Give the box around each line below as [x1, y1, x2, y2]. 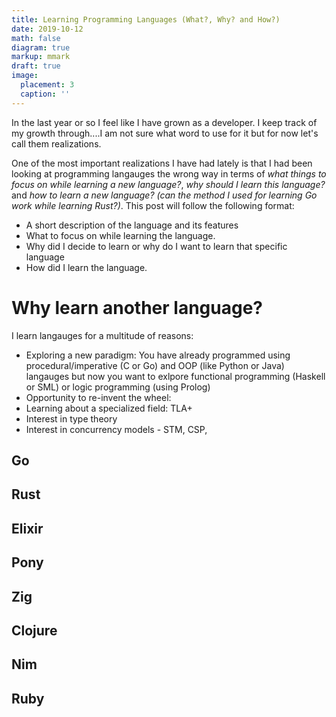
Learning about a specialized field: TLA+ [25, 402, 193, 414]
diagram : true [11, 42, 71, 53]
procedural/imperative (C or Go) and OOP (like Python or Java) [25, 359, 285, 371]
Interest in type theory [25, 412, 118, 425]
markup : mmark [11, 52, 71, 62]
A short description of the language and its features [25, 219, 239, 231]
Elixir [11, 520, 44, 537]
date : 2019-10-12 [11, 24, 84, 34]
